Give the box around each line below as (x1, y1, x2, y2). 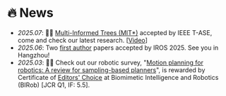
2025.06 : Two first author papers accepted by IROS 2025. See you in (17, 43, 219, 52)
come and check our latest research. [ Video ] (17, 36, 148, 44)
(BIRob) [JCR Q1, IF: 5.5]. (17, 81, 90, 89)
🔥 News (7, 5, 54, 21)
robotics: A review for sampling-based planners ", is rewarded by (17, 65, 206, 74)
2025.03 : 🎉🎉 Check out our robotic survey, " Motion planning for (17, 58, 203, 67)
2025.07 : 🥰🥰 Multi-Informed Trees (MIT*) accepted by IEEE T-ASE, (17, 28, 213, 36)
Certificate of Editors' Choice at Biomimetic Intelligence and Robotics (17, 73, 219, 81)
